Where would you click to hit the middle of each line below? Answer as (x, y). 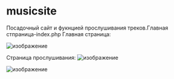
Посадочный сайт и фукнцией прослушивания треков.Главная (87, 28)
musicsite (32, 11)
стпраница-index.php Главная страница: (59, 34)
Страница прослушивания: (41, 57)
